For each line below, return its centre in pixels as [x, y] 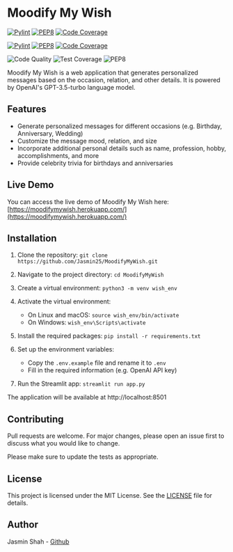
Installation [32, 238]
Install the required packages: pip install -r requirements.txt [109, 336]
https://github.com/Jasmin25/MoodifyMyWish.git [87, 262]
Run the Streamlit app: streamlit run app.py [81, 384]
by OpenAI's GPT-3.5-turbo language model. [71, 87]
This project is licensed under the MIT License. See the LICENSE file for [110, 495]
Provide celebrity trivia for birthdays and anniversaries [95, 163]
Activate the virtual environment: [64, 301]
